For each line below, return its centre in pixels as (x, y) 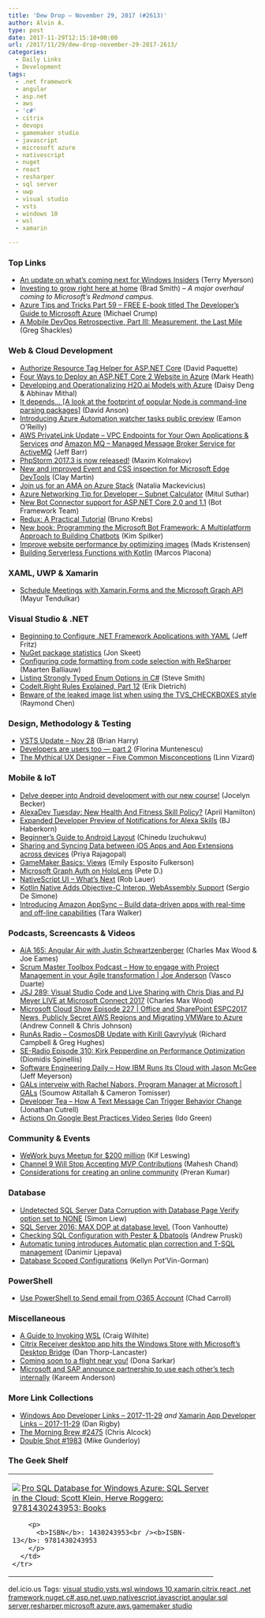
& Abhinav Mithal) (48, 393)
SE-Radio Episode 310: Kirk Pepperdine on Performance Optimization (132, 1051)
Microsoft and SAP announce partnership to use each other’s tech (127, 1369)
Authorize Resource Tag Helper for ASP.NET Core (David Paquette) (129, 368)
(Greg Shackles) (46, 330)
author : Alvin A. (37, 23)
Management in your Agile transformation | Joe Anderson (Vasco (125, 976)
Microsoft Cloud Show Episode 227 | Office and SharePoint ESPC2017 (133, 1009)
